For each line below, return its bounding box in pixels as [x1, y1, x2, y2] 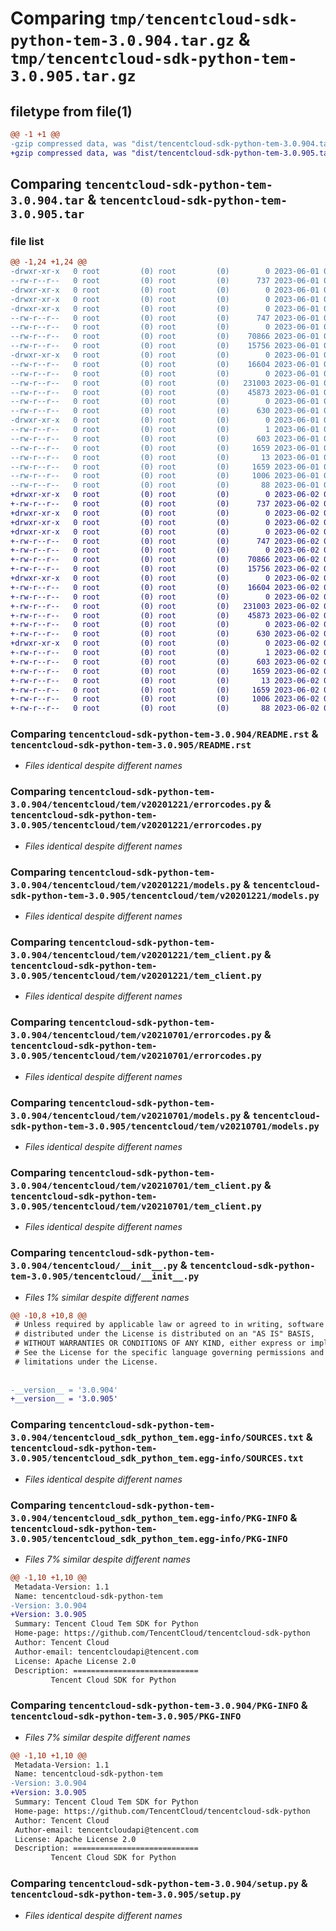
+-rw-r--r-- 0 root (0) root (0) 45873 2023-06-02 [10, 610, 320, 621]
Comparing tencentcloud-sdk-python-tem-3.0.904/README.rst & [10, 727, 319, 741]
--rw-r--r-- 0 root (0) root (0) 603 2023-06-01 [10, 433, 320, 444]
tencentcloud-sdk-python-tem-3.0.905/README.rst [10, 740, 252, 751]
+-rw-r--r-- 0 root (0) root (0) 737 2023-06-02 [10, 499, 320, 509]
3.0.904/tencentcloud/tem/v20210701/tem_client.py [10, 1180, 262, 1191]
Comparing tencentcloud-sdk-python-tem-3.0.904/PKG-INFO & [10, 1698, 308, 1712]
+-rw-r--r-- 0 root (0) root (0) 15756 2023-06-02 [10, 564, 320, 574]
